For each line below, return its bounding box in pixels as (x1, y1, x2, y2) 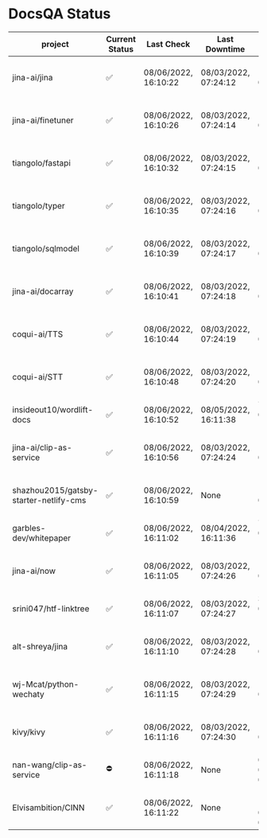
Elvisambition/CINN (12, 801, 85, 813)
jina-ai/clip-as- (12, 442, 73, 453)
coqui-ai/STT (12, 371, 64, 382)
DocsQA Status (8, 5, 111, 23)
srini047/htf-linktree (12, 602, 90, 614)
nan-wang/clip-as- (12, 759, 87, 770)
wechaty (12, 688, 45, 700)
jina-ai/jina (12, 72, 53, 83)
